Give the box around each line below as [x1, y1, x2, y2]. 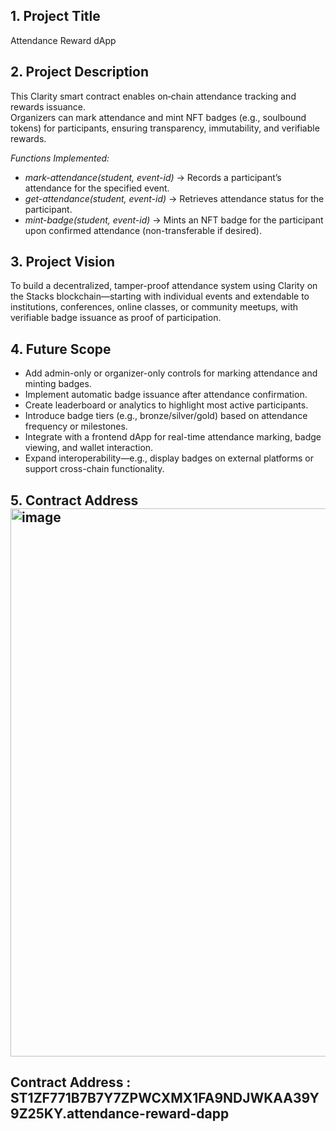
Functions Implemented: [10, 152, 110, 164]
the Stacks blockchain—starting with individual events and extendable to [10, 290, 310, 303]
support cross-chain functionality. [24, 463, 165, 475]
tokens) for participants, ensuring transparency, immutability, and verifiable [10, 122, 320, 134]
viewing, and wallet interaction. [24, 442, 154, 454]
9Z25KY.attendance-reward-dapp [10, 1105, 230, 1123]
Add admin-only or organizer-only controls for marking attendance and [24, 367, 318, 379]
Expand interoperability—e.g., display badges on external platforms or [24, 452, 314, 464]
